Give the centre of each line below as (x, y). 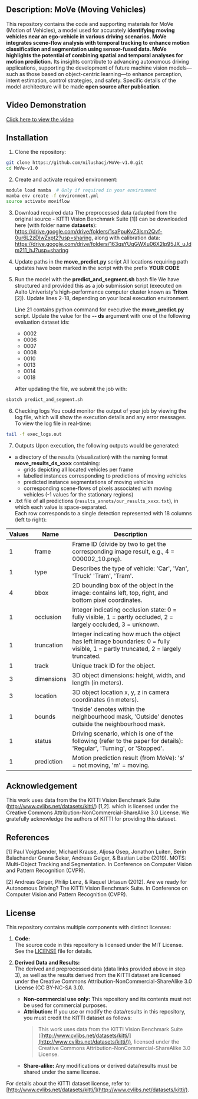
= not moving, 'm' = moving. (111, 765)
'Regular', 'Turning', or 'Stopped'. (118, 748)
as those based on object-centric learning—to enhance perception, (101, 74)
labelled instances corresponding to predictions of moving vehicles (105, 476)
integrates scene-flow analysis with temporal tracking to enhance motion (98, 42)
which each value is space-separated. (61, 507)
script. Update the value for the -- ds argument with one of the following (102, 315)
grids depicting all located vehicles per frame (78, 469)
